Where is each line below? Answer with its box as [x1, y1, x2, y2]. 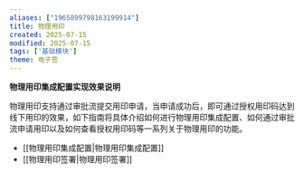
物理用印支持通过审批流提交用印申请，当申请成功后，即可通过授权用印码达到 [9, 101, 295, 111]
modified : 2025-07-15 [9, 38, 91, 48]
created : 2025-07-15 [9, 30, 88, 39]
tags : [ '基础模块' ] [9, 47, 78, 56]
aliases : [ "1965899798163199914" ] [9, 13, 140, 23]
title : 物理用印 [9, 22, 65, 31]
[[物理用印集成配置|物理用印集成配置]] [22, 142, 165, 153]
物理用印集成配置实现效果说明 [9, 82, 120, 91]
